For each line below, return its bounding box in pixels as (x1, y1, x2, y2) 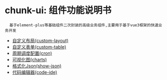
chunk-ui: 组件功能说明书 (5, 5, 112, 16)
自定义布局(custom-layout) (12, 37, 69, 44)
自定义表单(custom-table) (12, 44, 66, 50)
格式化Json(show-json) (12, 63, 62, 69)
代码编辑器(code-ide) (12, 69, 57, 75)
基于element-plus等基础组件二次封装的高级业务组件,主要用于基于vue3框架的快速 (9, 22, 159, 28)
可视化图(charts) (12, 56, 47, 62)
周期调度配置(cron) (12, 50, 52, 56)
